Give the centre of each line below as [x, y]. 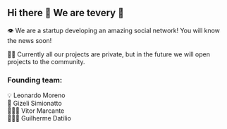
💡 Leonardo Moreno [36, 95]
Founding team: [35, 80]
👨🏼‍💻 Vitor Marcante [36, 111]
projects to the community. [47, 61]
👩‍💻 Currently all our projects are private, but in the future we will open [109, 54]
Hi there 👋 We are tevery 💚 [66, 13]
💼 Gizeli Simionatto [35, 104]
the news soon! [30, 40]
